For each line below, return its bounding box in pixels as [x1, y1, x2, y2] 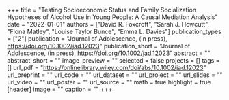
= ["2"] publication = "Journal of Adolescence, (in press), [7, 35, 167, 43]
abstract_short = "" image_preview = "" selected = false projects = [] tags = [7, 56, 220, 64]
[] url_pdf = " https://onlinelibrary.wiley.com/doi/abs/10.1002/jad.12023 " [7, 64, 206, 71]
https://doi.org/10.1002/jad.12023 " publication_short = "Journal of [7, 42, 191, 50]
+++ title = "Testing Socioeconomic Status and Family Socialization [7, 6, 197, 14]
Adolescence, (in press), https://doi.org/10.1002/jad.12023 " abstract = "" [7, 49, 211, 57]
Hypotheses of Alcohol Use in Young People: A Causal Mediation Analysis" [7, 13, 218, 21]
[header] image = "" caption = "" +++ [7, 85, 113, 93]
